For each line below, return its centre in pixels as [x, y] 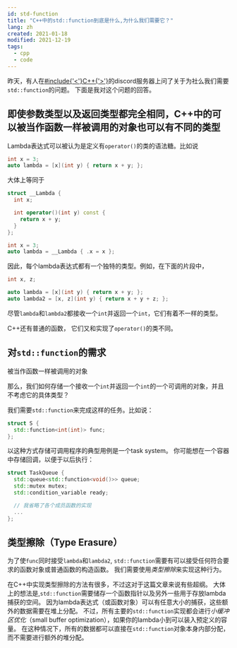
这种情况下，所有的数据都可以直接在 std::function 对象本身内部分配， [128, 629]
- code [23, 60]
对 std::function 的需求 [57, 353]
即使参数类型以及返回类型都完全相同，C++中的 [110, 114]
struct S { [23, 423]
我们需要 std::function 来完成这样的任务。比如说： [80, 410]
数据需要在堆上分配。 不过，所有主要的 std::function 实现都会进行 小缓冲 [124, 611]
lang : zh [20, 27]
